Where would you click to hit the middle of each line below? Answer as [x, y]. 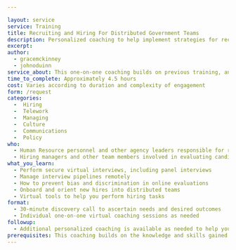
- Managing [31, 118]
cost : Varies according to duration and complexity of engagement [106, 85]
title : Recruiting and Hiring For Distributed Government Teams [103, 33]
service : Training [34, 26]
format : [19, 203]
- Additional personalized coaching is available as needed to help [116, 229]
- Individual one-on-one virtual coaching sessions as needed [106, 216]
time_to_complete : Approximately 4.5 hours [72, 79]
